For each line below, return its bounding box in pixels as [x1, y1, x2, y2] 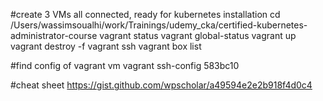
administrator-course [10, 30, 98, 41]
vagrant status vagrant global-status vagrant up [99, 30, 297, 41]
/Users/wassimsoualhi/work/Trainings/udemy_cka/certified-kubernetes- [10, 19, 308, 31]
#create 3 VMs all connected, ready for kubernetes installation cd [10, 9, 281, 20]
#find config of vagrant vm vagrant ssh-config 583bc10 [10, 60, 240, 71]
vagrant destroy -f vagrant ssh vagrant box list [10, 40, 202, 52]
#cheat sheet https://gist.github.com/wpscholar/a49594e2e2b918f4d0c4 [10, 79, 313, 91]
